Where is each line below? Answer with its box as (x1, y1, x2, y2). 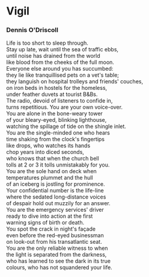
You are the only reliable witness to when (6, 244, 108, 252)
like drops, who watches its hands (6, 142, 91, 149)
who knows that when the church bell (6, 155, 99, 162)
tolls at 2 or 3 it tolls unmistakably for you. (6, 161, 110, 168)
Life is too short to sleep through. (6, 39, 88, 46)
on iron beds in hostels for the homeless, (6, 84, 108, 92)
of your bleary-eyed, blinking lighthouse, (6, 116, 107, 124)
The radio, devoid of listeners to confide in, (6, 97, 113, 104)
